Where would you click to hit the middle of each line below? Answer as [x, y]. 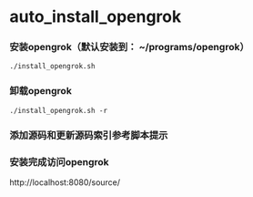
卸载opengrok [41, 91]
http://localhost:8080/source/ [65, 182]
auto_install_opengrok [96, 17]
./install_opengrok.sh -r [58, 110]
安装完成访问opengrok [59, 161]
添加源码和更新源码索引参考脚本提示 [89, 135]
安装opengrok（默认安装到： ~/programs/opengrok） [130, 47]
